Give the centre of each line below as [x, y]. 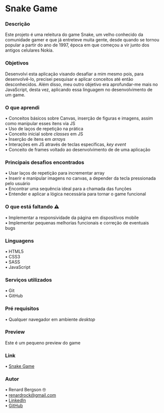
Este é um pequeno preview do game [43, 343]
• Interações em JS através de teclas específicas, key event [66, 144]
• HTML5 [14, 251]
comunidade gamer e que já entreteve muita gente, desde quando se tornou [82, 40]
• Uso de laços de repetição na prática [44, 129]
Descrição [18, 24]
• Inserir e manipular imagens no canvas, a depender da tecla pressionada [81, 178]
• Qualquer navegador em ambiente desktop [50, 319]
